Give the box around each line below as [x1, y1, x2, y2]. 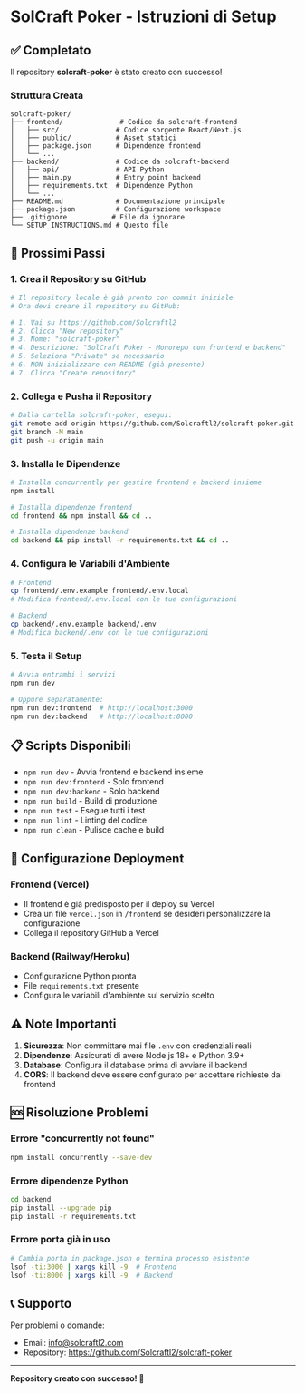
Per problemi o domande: [10, 1320, 105, 1330]
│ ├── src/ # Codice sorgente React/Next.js [10, 125, 243, 135]
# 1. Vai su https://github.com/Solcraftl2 [10, 317, 177, 327]
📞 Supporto [10, 1295, 71, 1311]
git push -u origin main [10, 435, 104, 445]
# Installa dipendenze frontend [10, 502, 132, 511]
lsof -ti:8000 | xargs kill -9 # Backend [10, 1271, 173, 1280]
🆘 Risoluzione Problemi [10, 1105, 148, 1121]
